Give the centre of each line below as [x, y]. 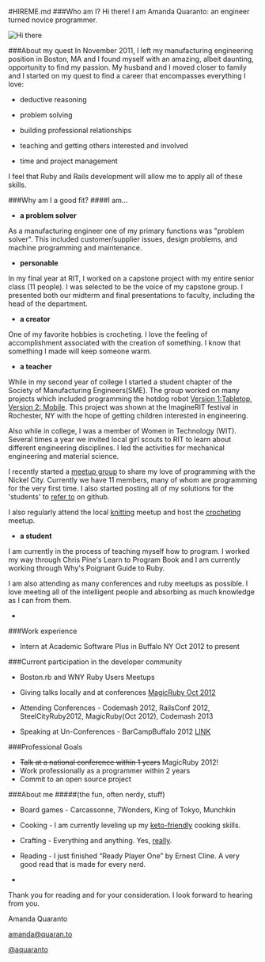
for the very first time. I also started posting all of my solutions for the [121, 488]
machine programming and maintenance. [75, 248]
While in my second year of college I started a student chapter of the [120, 382]
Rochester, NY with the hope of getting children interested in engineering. [128, 416]
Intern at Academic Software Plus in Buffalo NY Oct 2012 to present [129, 646]
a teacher [36, 366]
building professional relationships [76, 130]
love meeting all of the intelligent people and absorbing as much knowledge [132, 592]
